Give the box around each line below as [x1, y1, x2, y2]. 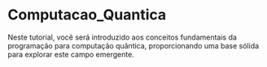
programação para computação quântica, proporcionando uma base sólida [7, 40, 260, 50]
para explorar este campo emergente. [7, 49, 135, 59]
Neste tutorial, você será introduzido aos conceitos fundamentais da [7, 32, 238, 42]
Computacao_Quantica [7, 6, 167, 24]
